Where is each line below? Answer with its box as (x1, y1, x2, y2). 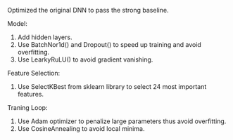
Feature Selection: (7, 69, 61, 77)
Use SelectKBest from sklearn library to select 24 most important (17, 83, 207, 90)
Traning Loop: (7, 104, 48, 111)
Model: (7, 20, 28, 27)
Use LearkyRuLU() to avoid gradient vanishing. (17, 55, 153, 64)
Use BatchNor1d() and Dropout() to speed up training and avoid (17, 41, 202, 48)
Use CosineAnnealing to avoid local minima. (17, 125, 145, 132)
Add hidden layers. (17, 33, 73, 41)
